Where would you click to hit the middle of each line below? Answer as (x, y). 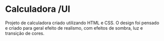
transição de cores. (25, 33)
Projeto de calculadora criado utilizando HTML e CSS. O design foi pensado (82, 23)
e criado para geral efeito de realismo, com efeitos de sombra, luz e (74, 28)
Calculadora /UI (38, 9)
